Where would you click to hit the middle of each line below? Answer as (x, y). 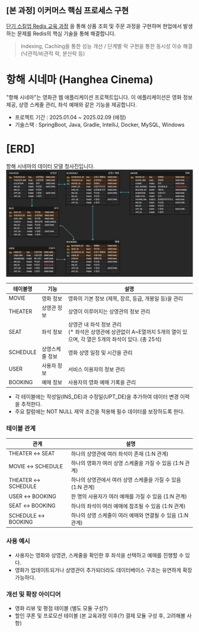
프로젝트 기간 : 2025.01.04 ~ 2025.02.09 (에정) (70, 117)
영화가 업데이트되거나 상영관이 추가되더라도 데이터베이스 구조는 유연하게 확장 (103, 570)
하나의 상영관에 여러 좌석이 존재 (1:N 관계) (120, 454)
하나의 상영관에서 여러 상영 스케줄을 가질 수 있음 (126, 480)
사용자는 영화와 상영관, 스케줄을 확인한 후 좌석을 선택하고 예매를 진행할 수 (99, 555)
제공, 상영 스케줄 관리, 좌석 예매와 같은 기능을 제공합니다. (72, 104)
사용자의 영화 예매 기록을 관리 (102, 382)
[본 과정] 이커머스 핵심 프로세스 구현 (68, 11)
